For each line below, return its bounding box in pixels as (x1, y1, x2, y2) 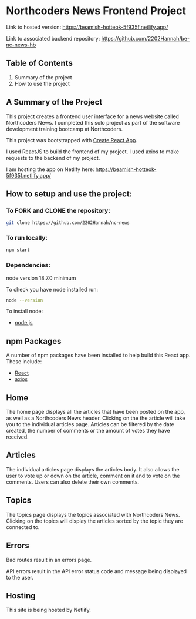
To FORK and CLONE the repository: (6, 206, 110, 215)
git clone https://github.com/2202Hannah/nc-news (6, 220, 130, 226)
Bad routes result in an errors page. (6, 556, 92, 563)
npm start (6, 247, 31, 253)
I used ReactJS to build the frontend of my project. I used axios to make (6, 148, 180, 155)
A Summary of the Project (6, 97, 103, 107)
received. (6, 433, 29, 440)
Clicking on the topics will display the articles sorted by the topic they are (6, 517, 183, 524)
